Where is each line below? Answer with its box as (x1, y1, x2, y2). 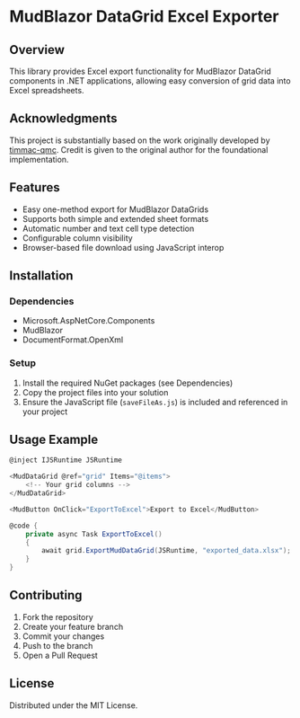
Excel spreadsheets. (9, 85, 84, 95)
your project (22, 406, 68, 417)
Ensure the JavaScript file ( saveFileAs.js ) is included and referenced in (22, 396, 288, 407)
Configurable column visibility (22, 232, 133, 244)
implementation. (9, 154, 69, 164)
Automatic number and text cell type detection (22, 223, 195, 234)
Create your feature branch (22, 621, 124, 632)
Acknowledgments (9, 111, 119, 127)
